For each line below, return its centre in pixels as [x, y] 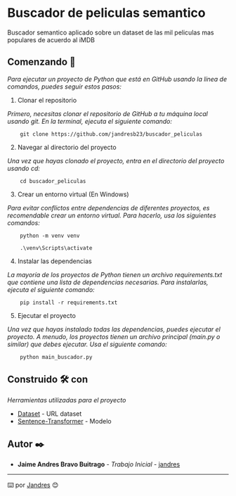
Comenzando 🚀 [41, 62]
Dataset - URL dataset [50, 414]
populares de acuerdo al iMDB [51, 39]
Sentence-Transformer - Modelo [64, 421]
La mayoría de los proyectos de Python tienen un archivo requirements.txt [115, 274]
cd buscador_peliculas [53, 181]
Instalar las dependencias [55, 261]
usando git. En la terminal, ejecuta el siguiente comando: [90, 121]
